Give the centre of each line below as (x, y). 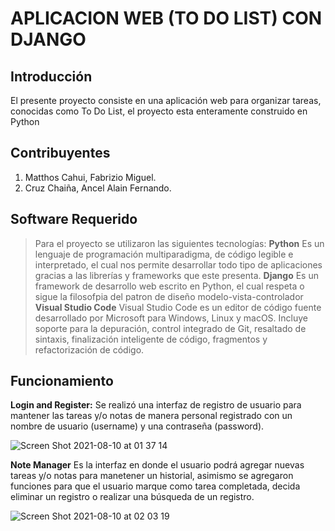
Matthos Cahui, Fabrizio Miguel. (90, 177)
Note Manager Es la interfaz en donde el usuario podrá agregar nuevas (157, 465)
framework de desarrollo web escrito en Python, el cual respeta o (169, 286)
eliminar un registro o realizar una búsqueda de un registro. (132, 497)
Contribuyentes (60, 153)
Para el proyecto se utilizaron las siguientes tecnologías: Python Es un (179, 243)
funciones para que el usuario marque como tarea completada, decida (155, 486)
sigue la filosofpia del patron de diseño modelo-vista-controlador (169, 296)
